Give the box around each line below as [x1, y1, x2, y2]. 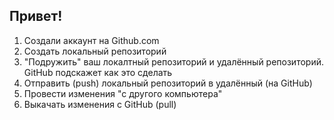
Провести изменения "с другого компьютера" [23, 87, 223, 99]
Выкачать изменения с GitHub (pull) [23, 98, 177, 110]
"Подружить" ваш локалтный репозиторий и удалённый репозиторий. [23, 55, 324, 68]
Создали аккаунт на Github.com [23, 34, 160, 46]
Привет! [9, 8, 63, 25]
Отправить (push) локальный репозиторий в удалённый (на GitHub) [23, 77, 313, 89]
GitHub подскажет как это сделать [23, 66, 173, 78]
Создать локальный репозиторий [23, 45, 167, 57]
